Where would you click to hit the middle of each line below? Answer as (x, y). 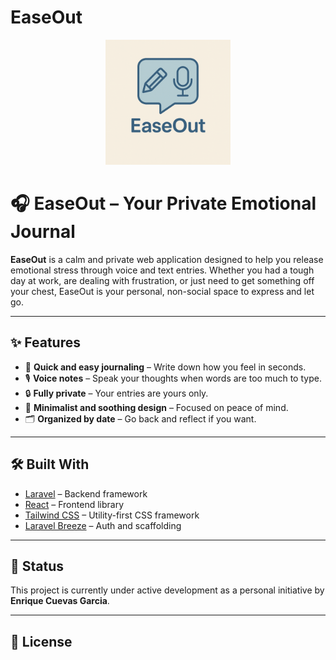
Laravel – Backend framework (86, 493)
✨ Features (45, 342)
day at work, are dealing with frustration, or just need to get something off (162, 280)
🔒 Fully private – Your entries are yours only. (116, 393)
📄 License (41, 641)
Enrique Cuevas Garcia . (60, 601)
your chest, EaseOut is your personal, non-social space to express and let (162, 291)
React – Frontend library (74, 504)
